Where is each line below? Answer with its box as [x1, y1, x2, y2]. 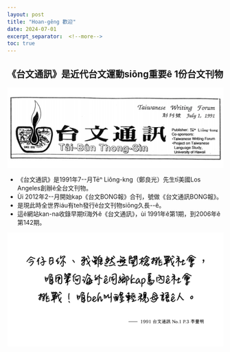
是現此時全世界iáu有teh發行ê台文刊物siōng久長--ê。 [16, 201, 165, 210]
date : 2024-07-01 [7, 25, 57, 32]
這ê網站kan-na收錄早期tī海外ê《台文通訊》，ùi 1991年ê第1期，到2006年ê [16, 210, 221, 218]
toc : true [7, 40, 36, 47]
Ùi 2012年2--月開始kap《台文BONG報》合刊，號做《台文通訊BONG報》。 [16, 192, 223, 201]
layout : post [7, 11, 45, 18]
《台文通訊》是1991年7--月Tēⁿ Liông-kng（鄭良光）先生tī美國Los [16, 175, 201, 184]
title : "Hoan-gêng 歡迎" [7, 18, 76, 25]
